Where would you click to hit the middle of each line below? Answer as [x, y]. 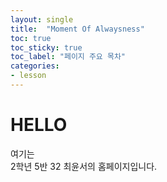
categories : [35, 66]
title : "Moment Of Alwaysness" [77, 29]
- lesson [28, 76]
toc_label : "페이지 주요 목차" [68, 57]
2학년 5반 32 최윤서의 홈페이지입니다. [84, 166]
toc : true [31, 38]
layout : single [42, 19]
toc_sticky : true [46, 47]
